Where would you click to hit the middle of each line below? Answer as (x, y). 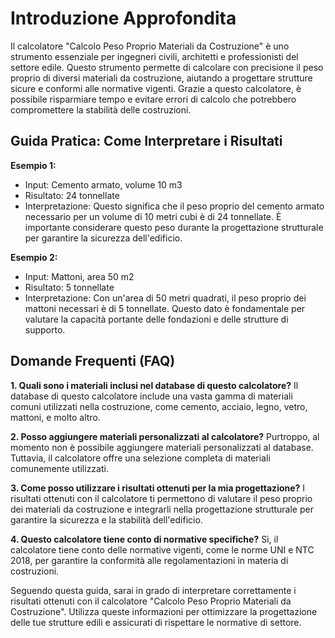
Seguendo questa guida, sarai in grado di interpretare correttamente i (153, 590)
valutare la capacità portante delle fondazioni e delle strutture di (156, 319)
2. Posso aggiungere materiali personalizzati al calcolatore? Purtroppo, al (165, 436)
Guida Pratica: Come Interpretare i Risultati (146, 141)
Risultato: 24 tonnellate (72, 195)
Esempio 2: (34, 257)
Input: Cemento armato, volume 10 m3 (103, 184)
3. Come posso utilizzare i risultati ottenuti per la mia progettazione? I (158, 488)
